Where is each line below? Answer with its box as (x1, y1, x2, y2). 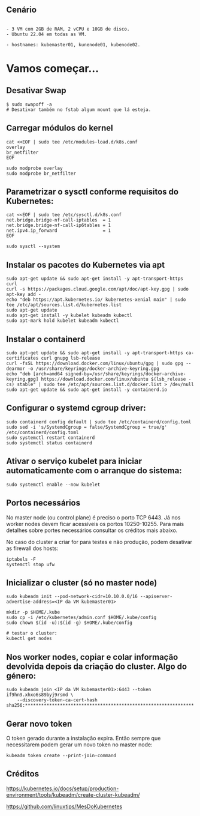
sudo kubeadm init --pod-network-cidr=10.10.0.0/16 (6, 594, 138, 600)
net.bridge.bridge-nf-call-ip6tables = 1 (6, 222, 111, 229)
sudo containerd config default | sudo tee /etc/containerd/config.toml (6, 419, 192, 425)
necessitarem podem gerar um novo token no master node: (6, 741, 153, 748)
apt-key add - (6, 291, 42, 298)
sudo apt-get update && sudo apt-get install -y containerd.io (6, 387, 168, 393)
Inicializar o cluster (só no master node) (6, 578, 157, 588)
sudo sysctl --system (6, 243, 60, 250)
